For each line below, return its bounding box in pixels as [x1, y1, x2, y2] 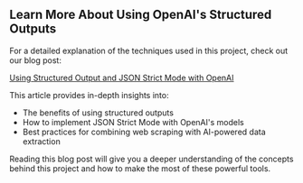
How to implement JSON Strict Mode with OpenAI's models [22, 116, 244, 127]
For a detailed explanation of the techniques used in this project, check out [9, 45, 289, 56]
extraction [22, 135, 61, 147]
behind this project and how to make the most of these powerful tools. [9, 162, 271, 174]
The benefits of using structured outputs [22, 107, 175, 118]
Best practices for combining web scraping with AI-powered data [22, 126, 267, 137]
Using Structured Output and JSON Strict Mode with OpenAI [9, 72, 234, 83]
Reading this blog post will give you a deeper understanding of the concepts [9, 153, 294, 164]
